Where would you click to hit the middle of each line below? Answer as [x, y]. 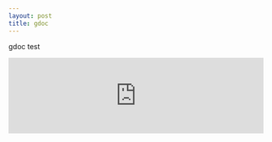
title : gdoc [28, 23]
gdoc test [24, 46]
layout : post [30, 16]
